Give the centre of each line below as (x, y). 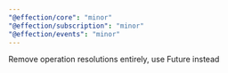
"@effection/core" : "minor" (61, 17)
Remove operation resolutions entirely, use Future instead (114, 60)
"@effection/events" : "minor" (65, 34)
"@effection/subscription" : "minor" (76, 26)
